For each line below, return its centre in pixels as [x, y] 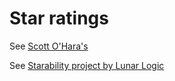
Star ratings [59, 18]
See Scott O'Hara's [49, 46]
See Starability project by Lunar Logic [87, 65]
